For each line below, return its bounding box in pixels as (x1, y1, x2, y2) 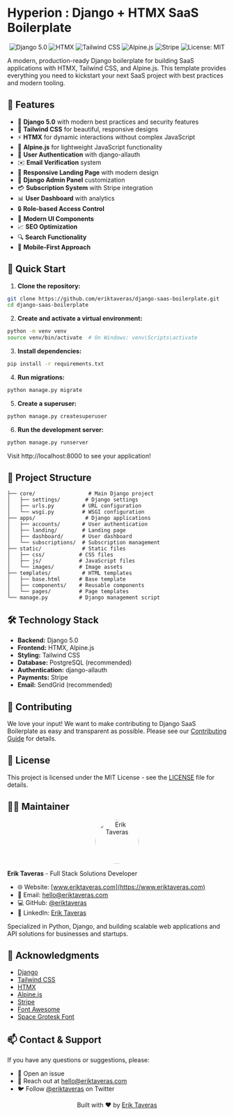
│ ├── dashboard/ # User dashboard (7, 533, 132, 540)
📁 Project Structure (7, 472, 92, 484)
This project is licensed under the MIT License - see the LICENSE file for (7, 773, 214, 781)
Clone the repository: (17, 282, 81, 290)
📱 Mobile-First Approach (17, 242, 91, 251)
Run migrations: (17, 372, 65, 382)
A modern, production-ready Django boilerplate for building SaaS (7, 56, 195, 64)
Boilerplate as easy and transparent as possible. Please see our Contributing (7, 727, 227, 735)
